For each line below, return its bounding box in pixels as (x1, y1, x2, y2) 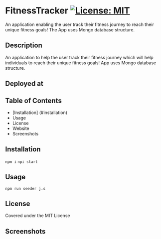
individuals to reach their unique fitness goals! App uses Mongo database (5, 60, 157, 66)
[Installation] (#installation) (12, 110, 68, 116)
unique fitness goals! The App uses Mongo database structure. (5, 26, 135, 32)
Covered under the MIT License (5, 213, 70, 219)
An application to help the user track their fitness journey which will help (5, 54, 154, 60)
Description (5, 41, 42, 50)
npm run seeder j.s (5, 186, 46, 191)
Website (12, 125, 30, 131)
